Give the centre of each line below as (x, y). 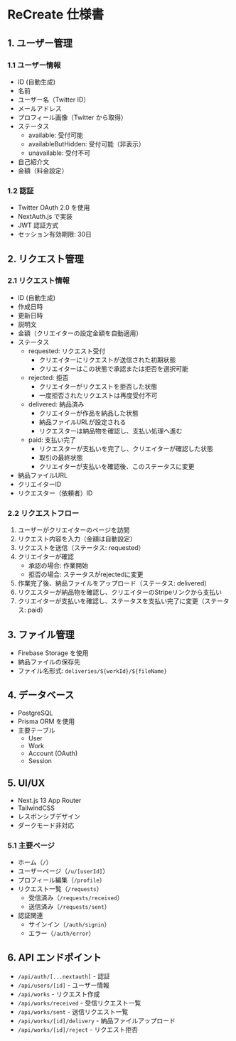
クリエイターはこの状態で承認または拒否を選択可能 (113, 368)
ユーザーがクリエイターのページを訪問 (74, 530)
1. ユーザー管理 (40, 43)
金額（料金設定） (43, 171)
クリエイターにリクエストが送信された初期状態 (107, 360)
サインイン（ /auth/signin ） (69, 924)
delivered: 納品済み (56, 404)
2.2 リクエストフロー (43, 513)
